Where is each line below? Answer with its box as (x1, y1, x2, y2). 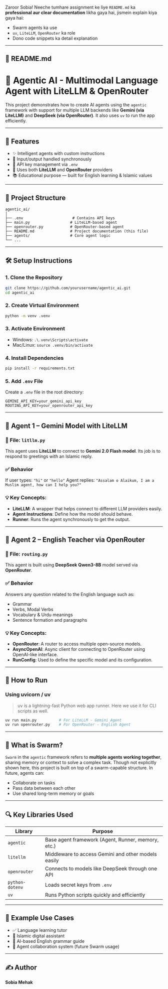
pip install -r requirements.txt (5, 366, 75, 371)
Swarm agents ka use (12, 25, 57, 31)
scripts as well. (17, 708, 48, 714)
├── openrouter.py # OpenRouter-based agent (5, 224, 124, 229)
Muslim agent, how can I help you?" (5, 483, 81, 488)
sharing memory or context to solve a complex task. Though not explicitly (5, 760, 156, 766)
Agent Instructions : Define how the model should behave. (12, 511, 133, 517)
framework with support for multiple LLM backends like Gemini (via (5, 107, 144, 113)
